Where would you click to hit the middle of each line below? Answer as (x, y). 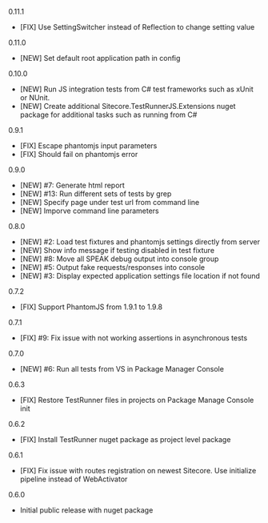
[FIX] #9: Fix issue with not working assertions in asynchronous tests (134, 338)
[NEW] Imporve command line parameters (89, 211)
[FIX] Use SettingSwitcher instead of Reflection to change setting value (137, 27)
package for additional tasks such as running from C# (108, 115)
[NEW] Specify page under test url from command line (110, 202)
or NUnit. (35, 98)
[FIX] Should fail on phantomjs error (79, 154)
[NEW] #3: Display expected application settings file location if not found (140, 276)
